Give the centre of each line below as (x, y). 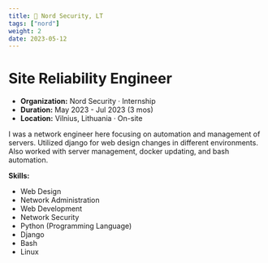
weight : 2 (25, 31)
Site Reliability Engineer (91, 79)
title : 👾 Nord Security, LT (56, 16)
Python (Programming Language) (76, 226)
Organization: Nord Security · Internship (88, 101)
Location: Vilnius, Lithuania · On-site (81, 119)
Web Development (51, 209)
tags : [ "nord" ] (34, 24)
